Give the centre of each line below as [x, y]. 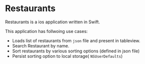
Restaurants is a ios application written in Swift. [52, 22]
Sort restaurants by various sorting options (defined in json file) [76, 51]
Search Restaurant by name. [41, 46]
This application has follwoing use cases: [46, 31]
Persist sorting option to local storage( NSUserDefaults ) [67, 56]
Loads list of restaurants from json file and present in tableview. [76, 40]
